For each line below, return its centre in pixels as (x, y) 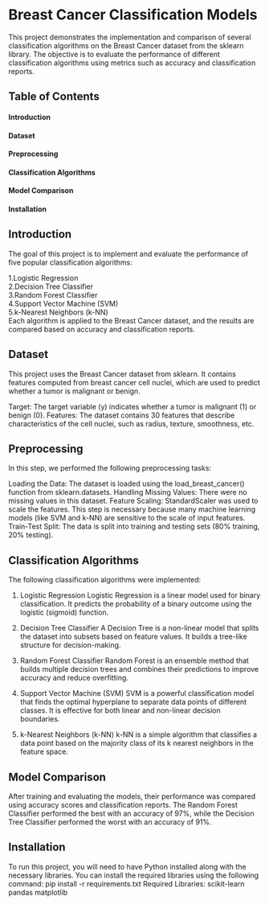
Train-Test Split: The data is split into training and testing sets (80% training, (134, 527)
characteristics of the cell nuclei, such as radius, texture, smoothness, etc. (131, 423)
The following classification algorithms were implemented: (105, 580)
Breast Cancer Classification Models (133, 15)
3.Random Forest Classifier (53, 294)
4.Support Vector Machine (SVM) (63, 303)
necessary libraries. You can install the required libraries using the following (134, 875)
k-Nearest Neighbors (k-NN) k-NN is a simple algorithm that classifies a (139, 734)
